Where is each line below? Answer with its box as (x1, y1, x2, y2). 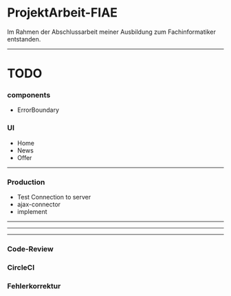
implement (16, 208, 47, 216)
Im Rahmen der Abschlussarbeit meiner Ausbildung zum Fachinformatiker (7, 28, 217, 36)
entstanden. (7, 34, 41, 43)
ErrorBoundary (16, 106, 60, 115)
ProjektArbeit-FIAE (7, 5, 118, 21)
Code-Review (7, 244, 54, 253)
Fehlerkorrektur (7, 281, 61, 290)
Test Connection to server (16, 193, 91, 201)
